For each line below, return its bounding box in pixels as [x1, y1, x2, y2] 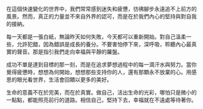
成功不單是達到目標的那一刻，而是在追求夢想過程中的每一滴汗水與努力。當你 [6, 61, 197, 68]
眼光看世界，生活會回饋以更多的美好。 [16, 76, 112, 83]
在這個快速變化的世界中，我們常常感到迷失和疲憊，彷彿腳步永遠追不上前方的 [6, 5, 197, 12]
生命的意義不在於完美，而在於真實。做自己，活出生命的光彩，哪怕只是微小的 [6, 89, 197, 96]
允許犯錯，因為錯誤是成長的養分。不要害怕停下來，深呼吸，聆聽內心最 [16, 41, 192, 48]
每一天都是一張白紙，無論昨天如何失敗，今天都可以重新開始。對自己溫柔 [6, 33, 186, 40]
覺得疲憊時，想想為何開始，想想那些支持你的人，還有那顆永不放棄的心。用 [6, 69, 192, 75]
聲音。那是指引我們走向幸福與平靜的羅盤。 [16, 48, 123, 55]
